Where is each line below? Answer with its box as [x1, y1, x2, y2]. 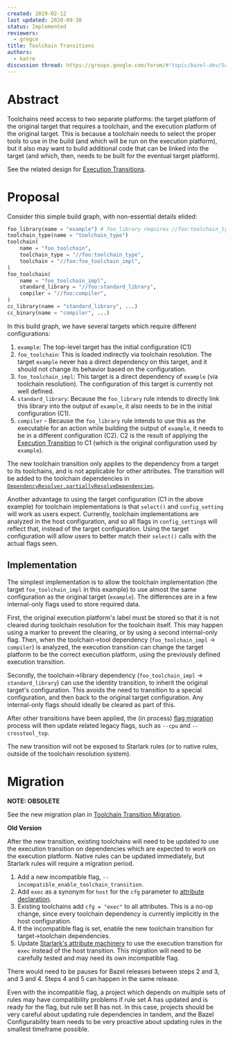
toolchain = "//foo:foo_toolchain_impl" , [19, 257, 141, 264]
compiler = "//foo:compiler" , [19, 290, 107, 297]
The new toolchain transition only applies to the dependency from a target [7, 459, 219, 468]
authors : [7, 49, 33, 56]
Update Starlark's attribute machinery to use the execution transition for [17, 939, 223, 947]
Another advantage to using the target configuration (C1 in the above [7, 495, 204, 503]
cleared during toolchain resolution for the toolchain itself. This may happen [7, 620, 223, 629]
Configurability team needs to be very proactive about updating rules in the [7, 1017, 223, 1025]
